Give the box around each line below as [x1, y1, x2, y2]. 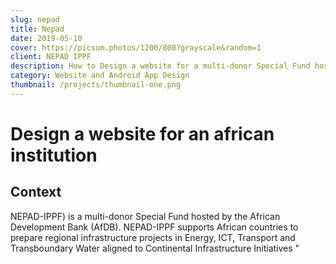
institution [10, 144, 98, 166]
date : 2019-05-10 [10, 33, 83, 43]
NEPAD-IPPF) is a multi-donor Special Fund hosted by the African [10, 210, 281, 222]
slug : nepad [10, 14, 60, 25]
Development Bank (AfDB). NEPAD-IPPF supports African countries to [10, 221, 299, 233]
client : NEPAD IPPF [10, 52, 92, 62]
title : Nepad [10, 24, 65, 34]
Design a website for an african [10, 122, 275, 145]
